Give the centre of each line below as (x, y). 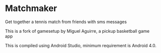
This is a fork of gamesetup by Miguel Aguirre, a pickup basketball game (77, 31)
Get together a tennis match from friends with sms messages (66, 22)
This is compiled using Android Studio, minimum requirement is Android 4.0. (81, 45)
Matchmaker (31, 8)
